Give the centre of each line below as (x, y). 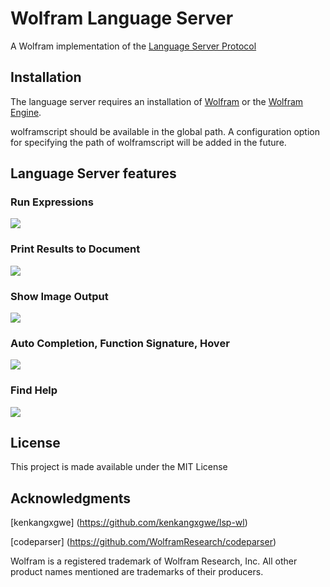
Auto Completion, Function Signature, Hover (120, 343)
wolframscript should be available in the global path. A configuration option (165, 131)
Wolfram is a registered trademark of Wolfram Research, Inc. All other (154, 561)
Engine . (26, 112)
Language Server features (93, 173)
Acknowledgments (71, 498)
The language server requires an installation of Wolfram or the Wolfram (157, 101)
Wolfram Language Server (122, 18)
